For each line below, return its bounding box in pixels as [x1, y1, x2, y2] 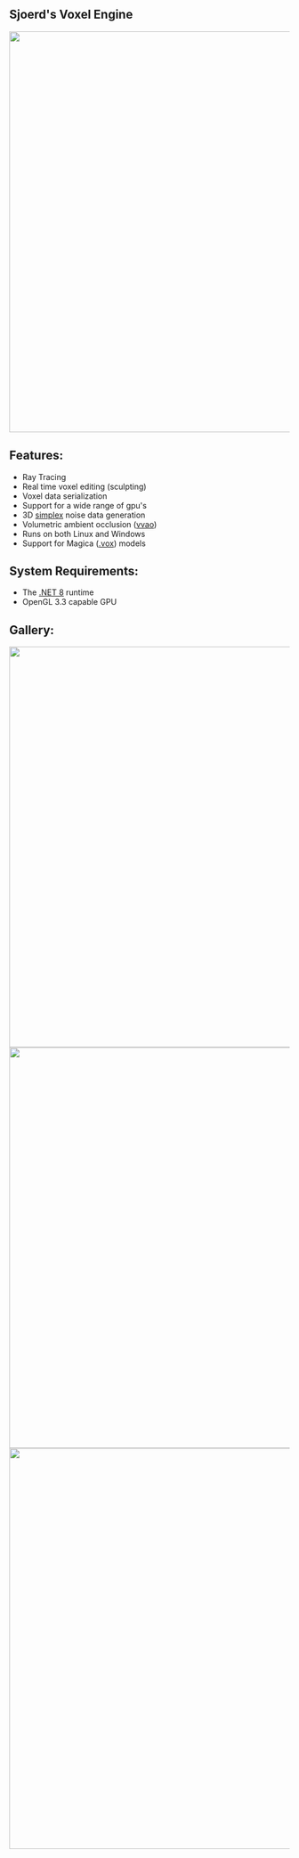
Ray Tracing [21, 471, 67, 482]
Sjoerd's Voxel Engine [9, 7, 133, 22]
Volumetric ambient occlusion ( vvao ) [21, 518, 158, 529]
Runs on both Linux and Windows [21, 528, 146, 539]
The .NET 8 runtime [21, 587, 95, 598]
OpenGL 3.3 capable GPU [21, 597, 117, 607]
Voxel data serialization [21, 490, 108, 501]
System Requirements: [9, 564, 139, 579]
